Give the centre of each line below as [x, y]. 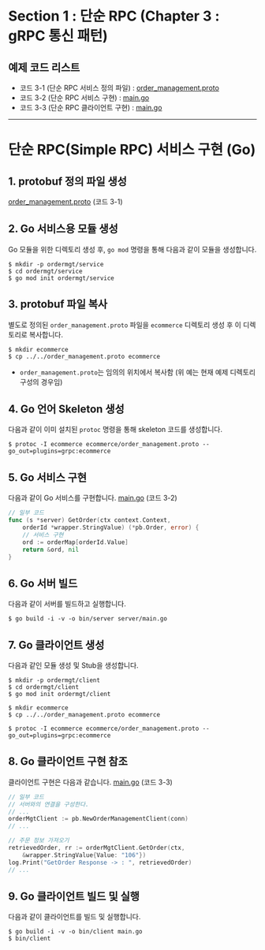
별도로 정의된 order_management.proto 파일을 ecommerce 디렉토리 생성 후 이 [125, 325]
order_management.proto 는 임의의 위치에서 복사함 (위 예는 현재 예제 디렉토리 [138, 372]
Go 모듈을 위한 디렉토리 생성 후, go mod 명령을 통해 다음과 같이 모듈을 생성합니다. [132, 249]
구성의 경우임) [41, 382]
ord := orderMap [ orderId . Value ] [75, 542]
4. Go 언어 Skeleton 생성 [66, 410]
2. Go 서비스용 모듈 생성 [63, 229]
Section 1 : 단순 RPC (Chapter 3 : [114, 16]
